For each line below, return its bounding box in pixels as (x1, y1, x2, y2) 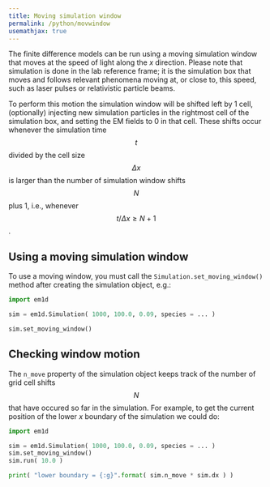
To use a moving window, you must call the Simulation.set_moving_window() (8, 271, 264, 281)
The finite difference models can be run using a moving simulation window (8, 49, 258, 59)
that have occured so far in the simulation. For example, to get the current (8, 403, 255, 412)
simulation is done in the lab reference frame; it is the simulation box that (8, 66, 251, 76)
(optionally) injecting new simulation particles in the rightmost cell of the (8, 108, 250, 117)
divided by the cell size (8, 151, 85, 160)
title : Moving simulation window (8, 11, 122, 20)
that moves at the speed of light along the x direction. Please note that (8, 58, 243, 67)
